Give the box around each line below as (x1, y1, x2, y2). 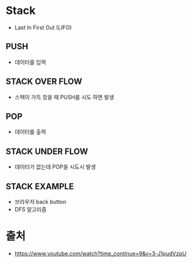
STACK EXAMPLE (5, 181, 74, 192)
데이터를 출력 (14, 128, 46, 136)
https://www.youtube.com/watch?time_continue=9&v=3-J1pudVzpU (14, 250, 187, 257)
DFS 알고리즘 (14, 206, 47, 213)
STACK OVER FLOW (5, 77, 82, 87)
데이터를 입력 (14, 58, 46, 66)
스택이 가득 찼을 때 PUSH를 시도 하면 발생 (14, 93, 114, 100)
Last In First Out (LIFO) (14, 24, 72, 31)
